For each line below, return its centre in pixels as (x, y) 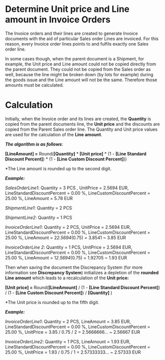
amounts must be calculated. (34, 85)
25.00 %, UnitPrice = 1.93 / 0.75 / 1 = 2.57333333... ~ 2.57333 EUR (73, 352)
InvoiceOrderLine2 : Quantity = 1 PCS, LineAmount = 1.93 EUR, (68, 341)
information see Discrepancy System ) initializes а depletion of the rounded (82, 272)
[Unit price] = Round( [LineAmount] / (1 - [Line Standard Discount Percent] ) (82, 287)
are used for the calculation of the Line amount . (54, 134)
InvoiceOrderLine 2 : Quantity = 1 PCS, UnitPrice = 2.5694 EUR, (69, 247)
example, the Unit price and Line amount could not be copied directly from (81, 64)
